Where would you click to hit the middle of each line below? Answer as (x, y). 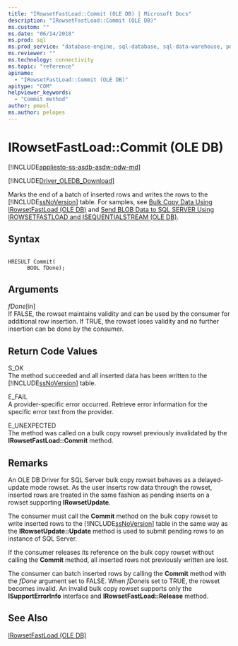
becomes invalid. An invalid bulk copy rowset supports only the (100, 588)
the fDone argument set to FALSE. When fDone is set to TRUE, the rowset (114, 581)
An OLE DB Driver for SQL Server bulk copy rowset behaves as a (102, 480)
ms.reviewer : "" (32, 54)
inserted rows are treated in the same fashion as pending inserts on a (109, 495)
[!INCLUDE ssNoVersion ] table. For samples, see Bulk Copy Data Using (110, 201)
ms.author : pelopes (37, 112)
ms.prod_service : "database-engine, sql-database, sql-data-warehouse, (115, 47)
